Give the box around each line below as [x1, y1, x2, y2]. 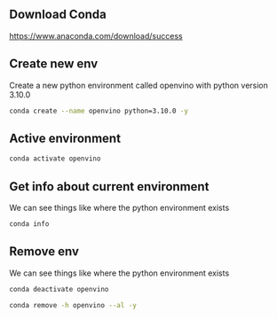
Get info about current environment [9, 179, 210, 194]
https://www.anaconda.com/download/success [9, 30, 184, 41]
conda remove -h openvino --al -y [9, 300, 138, 309]
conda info [9, 220, 50, 229]
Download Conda [9, 7, 107, 22]
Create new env [9, 57, 99, 72]
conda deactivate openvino [9, 284, 109, 293]
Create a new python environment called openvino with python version [9, 80, 269, 90]
